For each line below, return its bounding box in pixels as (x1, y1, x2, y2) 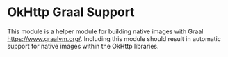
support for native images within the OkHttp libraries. (7, 42, 159, 50)
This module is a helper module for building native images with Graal (7, 27, 204, 35)
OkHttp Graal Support (7, 4, 135, 20)
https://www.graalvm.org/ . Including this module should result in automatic (7, 34, 221, 42)
